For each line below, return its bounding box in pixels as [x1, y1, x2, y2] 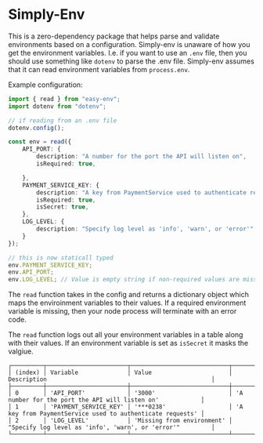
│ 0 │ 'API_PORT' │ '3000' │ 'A [8, 390, 243, 398]
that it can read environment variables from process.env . [8, 64, 190, 74]
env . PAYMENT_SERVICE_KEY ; [8, 261, 92, 269]
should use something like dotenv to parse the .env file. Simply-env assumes [8, 56, 254, 66]
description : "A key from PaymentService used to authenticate [36, 188, 247, 197]
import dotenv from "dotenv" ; [8, 102, 107, 111]
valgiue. [8, 347, 34, 356]
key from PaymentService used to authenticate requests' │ [8, 410, 205, 418]
